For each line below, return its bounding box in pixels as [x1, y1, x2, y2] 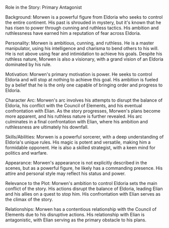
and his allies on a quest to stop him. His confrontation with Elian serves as [5, 191, 160, 197]
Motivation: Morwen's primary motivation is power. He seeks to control [5, 71, 152, 77]
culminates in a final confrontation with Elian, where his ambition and [5, 119, 148, 124]
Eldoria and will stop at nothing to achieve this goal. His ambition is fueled [5, 77, 158, 82]
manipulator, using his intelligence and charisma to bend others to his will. [5, 45, 159, 51]
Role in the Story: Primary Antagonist [5, 5, 82, 10]
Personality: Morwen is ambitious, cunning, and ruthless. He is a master [5, 40, 154, 46]
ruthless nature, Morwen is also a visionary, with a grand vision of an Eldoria [5, 56, 164, 62]
